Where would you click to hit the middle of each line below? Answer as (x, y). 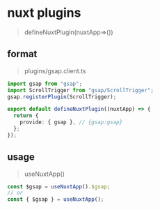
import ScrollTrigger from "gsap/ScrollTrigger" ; (81, 90)
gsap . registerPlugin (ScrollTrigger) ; (62, 97)
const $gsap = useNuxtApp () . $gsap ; (59, 186)
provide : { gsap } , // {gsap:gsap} (71, 122)
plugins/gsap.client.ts (55, 70)
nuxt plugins (44, 13)
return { (26, 116)
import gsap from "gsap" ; (45, 84)
